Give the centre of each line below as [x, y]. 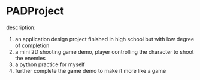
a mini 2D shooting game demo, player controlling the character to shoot [104, 51]
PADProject [35, 11]
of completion [32, 45]
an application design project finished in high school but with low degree [104, 39]
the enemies [30, 58]
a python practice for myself [50, 64]
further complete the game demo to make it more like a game [90, 70]
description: [21, 27]
